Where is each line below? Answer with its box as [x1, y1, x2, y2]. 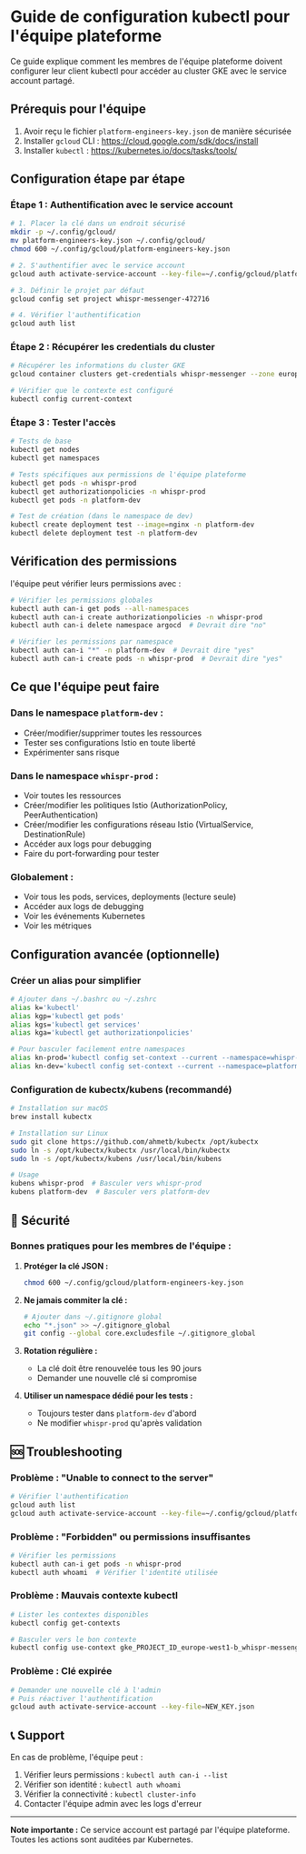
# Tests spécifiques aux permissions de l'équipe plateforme [10, 470, 247, 479]
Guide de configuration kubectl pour [10, 6, 291, 27]
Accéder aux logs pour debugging [23, 838, 153, 849]
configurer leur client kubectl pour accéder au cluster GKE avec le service [10, 65, 287, 76]
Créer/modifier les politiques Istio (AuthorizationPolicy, [23, 799, 228, 810]
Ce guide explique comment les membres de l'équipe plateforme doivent [10, 55, 283, 66]
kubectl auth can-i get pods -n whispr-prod [10, 1559, 182, 1568]
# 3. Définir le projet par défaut [10, 286, 145, 295]
